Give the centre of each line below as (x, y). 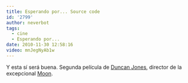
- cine (20, 34)
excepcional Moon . (30, 73)
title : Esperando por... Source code (53, 12)
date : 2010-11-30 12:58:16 (40, 45)
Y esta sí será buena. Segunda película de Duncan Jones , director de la (94, 67)
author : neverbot (28, 23)
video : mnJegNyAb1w (30, 50)
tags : (13, 28)
